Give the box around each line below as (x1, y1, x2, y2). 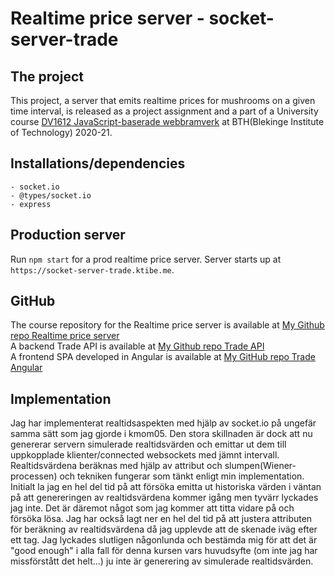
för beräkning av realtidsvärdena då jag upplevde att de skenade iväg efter (10, 523, 318, 536)
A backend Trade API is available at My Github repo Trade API (10, 340, 265, 352)
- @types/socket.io (10, 190, 92, 201)
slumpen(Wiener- (224, 460, 297, 472)
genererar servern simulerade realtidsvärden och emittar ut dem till (10, 438, 287, 451)
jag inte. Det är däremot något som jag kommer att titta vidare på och (10, 502, 295, 514)
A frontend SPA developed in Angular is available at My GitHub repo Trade (10, 351, 316, 363)
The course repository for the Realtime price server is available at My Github (10, 319, 325, 331)
